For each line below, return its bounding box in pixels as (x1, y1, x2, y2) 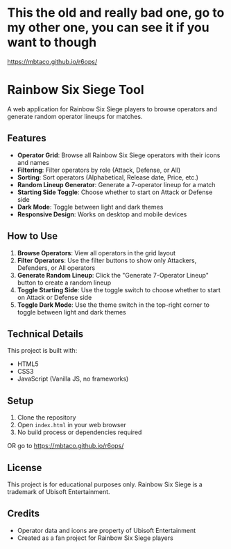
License (7, 461, 42, 474)
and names (17, 158, 50, 166)
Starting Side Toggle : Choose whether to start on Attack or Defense (17, 188, 213, 196)
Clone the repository (17, 413, 76, 422)
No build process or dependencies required (17, 428, 142, 436)
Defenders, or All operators (17, 263, 96, 272)
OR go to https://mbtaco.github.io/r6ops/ (7, 442, 124, 450)
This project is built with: (7, 347, 78, 355)
